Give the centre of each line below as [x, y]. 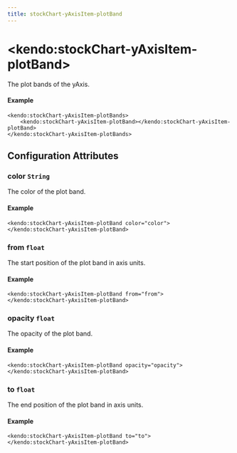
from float [26, 247]
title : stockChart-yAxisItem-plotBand [65, 14]
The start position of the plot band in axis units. [77, 262]
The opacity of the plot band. [50, 334]
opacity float [31, 318]
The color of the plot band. [47, 192]
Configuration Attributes [63, 156]
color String [28, 177]
